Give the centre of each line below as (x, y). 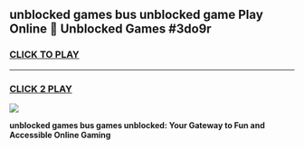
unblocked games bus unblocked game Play (137, 15)
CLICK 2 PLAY (41, 88)
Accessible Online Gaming (60, 135)
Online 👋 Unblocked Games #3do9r (110, 29)
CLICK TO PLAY (44, 55)
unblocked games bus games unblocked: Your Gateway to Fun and (137, 125)
